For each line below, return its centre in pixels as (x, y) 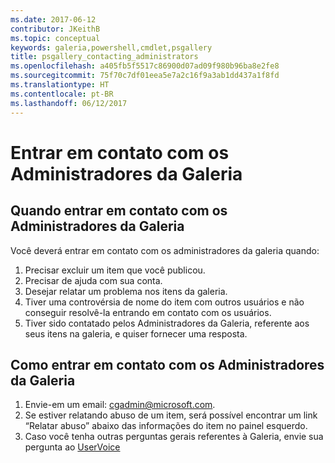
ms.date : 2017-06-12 (53, 19)
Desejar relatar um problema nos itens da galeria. (126, 291)
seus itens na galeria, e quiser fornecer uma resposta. (136, 333)
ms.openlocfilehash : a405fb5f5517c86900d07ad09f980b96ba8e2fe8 (145, 66)
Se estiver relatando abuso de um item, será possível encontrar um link (171, 415)
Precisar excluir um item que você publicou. (115, 270)
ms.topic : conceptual (55, 38)
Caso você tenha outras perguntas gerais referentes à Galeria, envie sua (174, 437)
